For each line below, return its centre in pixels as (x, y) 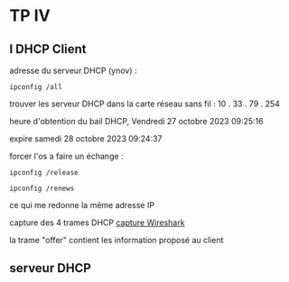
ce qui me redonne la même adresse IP (82, 205)
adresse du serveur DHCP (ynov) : (73, 70)
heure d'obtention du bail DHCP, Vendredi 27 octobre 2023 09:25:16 (136, 121)
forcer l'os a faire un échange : (66, 156)
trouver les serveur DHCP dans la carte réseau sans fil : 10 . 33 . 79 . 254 (144, 104)
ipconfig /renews (42, 188)
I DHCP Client (48, 49)
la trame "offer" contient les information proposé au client (117, 240)
